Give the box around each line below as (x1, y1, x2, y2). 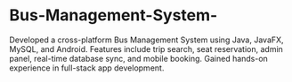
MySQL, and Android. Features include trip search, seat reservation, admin (9, 43, 283, 54)
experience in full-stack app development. (9, 63, 165, 73)
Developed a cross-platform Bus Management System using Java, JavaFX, (9, 34, 284, 45)
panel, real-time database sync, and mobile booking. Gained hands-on (9, 53, 269, 63)
